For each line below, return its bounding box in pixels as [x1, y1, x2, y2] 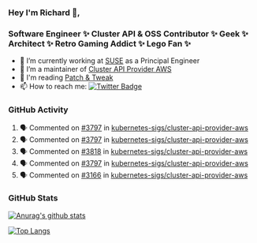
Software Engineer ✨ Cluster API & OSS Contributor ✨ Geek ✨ [8, 28, 248, 39]
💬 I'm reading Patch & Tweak [19, 73, 114, 82]
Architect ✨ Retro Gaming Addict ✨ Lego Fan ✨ [8, 38, 192, 49]
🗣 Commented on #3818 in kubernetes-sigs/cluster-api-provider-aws [19, 146, 248, 156]
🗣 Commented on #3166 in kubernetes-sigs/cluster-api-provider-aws [19, 170, 248, 180]
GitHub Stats [8, 193, 58, 204]
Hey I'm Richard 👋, [8, 7, 80, 18]
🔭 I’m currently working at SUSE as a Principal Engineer [19, 56, 200, 65]
